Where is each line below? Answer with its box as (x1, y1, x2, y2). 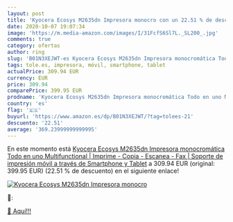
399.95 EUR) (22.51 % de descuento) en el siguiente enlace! (7, 167, 180, 175)
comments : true (7, 36, 51, 43)
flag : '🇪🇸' (7, 107, 42, 113)
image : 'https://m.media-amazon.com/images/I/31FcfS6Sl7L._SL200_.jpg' (7, 29, 218, 37)
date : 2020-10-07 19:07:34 (7, 23, 85, 30)
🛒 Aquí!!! (7, 207, 32, 215)
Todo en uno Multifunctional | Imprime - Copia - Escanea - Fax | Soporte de (7, 152, 223, 160)
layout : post (7, 10, 45, 17)
